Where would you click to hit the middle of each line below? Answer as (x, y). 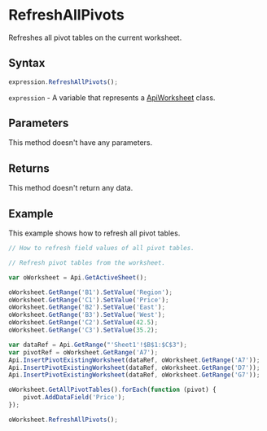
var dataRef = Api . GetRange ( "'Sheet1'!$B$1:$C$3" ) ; (98, 345)
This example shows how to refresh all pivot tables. (94, 233)
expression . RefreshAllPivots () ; (63, 82)
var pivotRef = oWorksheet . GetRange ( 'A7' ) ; (83, 352)
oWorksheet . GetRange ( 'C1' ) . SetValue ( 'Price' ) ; (89, 300)
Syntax (27, 63)
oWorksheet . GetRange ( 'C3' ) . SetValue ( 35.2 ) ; (83, 330)
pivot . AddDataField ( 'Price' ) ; (74, 398)
